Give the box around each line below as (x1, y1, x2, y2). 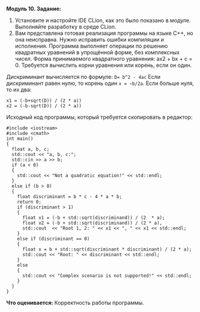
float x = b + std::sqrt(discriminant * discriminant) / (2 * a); (22, 246, 192, 252)
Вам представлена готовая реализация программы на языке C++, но (14, 30, 193, 37)
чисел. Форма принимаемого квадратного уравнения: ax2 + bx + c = (14, 55, 193, 62)
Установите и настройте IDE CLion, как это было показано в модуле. (14, 17, 191, 23)
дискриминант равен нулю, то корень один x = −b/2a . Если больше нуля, (6, 80, 194, 87)
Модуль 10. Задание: (6, 5, 61, 12)
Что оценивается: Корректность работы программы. (6, 299, 144, 306)
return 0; (17, 199, 42, 205)
